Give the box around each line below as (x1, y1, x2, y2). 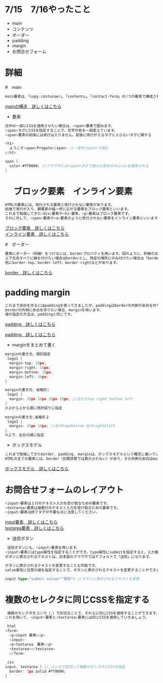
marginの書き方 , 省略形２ (5, 415, 49, 419)
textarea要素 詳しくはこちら (5, 525, 64, 531)
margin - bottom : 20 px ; (9, 369, 53, 375)
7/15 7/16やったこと (5, 4, 91, 15)
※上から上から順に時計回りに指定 (5, 405, 63, 410)
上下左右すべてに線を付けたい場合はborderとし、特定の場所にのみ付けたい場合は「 (5, 255, 148, 261)
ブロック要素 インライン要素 (14, 186, 133, 197)
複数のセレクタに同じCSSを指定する (5, 594, 150, 605)
